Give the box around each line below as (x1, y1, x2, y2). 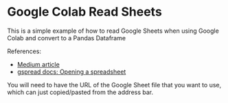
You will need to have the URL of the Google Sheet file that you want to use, (7, 80, 222, 89)
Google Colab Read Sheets (7, 4, 163, 20)
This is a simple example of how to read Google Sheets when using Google (7, 27, 220, 35)
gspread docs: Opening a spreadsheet (16, 68, 126, 76)
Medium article (16, 60, 60, 68)
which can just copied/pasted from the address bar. (7, 88, 154, 96)
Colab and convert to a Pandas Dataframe (7, 33, 126, 42)
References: (7, 47, 41, 55)
